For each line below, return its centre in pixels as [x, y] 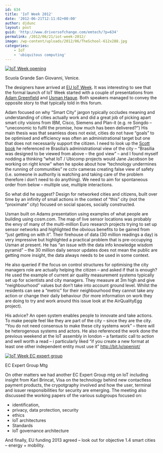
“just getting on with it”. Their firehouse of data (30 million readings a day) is [81, 235]
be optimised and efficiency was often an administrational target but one [78, 138]
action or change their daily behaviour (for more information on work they [79, 296]
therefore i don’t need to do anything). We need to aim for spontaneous [76, 180]
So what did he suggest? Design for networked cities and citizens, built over [81, 194]
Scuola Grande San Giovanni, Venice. [42, 78]
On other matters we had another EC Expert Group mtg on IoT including [77, 375]
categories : [17, 46]
